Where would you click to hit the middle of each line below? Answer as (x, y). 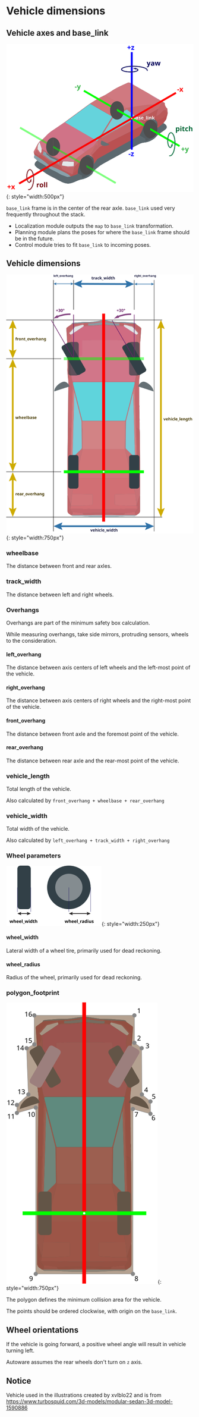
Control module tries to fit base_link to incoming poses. (83, 244)
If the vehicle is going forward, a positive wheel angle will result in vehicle (96, 1344)
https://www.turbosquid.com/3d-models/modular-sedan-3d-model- (90, 1402)
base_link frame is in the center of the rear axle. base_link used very (91, 208)
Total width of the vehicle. (38, 829)
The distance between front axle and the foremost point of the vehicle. (93, 734)
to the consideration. (31, 641)
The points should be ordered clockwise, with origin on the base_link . (91, 1311)
